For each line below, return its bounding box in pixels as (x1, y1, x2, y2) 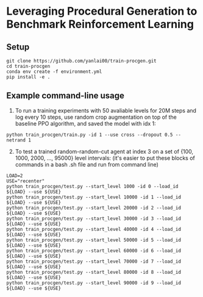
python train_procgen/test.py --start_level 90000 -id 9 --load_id (6, 280, 182, 286)
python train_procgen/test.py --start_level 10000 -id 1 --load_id (6, 194, 182, 200)
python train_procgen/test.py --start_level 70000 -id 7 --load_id (6, 258, 182, 265)
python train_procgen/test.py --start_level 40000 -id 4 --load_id (6, 226, 182, 232)
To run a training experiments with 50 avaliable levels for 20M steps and (15, 107, 197, 114)
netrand (6, 137, 26, 143)
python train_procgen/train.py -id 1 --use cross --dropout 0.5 (6, 132, 173, 138)
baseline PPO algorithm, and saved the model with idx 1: (15, 119, 157, 127)
